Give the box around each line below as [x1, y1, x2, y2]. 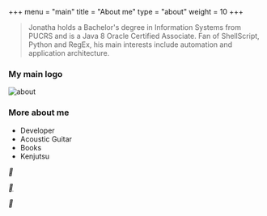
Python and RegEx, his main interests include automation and [28, 40, 233, 49]
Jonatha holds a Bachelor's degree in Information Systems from [28, 23, 241, 32]
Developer [19, 125, 55, 135]
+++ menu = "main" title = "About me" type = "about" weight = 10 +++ [8, 7, 244, 16]
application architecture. [28, 49, 110, 57]
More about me [8, 107, 70, 118]
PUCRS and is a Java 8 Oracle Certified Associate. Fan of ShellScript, [28, 32, 261, 40]
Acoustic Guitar [19, 133, 73, 144]
